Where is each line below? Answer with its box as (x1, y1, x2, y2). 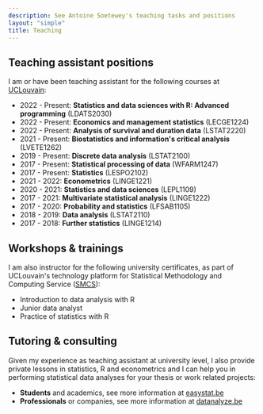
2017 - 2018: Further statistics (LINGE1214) (19, 219, 162, 228)
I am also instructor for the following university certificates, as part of (8, 263, 234, 272)
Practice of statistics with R (19, 312, 109, 321)
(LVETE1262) (19, 143, 62, 152)
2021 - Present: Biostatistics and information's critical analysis (19, 134, 231, 144)
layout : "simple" (8, 19, 66, 27)
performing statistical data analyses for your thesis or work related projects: (8, 372, 256, 381)
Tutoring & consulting (8, 335, 117, 348)
